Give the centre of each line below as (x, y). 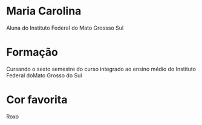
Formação (32, 52)
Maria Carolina (44, 11)
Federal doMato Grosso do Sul (44, 75)
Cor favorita (37, 100)
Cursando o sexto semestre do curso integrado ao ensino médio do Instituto (101, 69)
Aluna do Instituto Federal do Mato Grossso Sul (65, 28)
